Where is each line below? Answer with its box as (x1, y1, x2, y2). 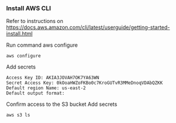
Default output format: (6, 90, 65, 96)
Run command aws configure (6, 41, 78, 48)
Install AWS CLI (6, 4, 52, 12)
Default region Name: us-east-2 (6, 85, 86, 91)
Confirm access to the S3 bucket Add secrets (6, 101, 117, 108)
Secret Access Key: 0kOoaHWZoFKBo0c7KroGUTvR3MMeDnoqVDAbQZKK (6, 80, 163, 86)
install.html (6, 30, 33, 37)
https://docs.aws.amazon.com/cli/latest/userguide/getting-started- (6, 24, 170, 31)
